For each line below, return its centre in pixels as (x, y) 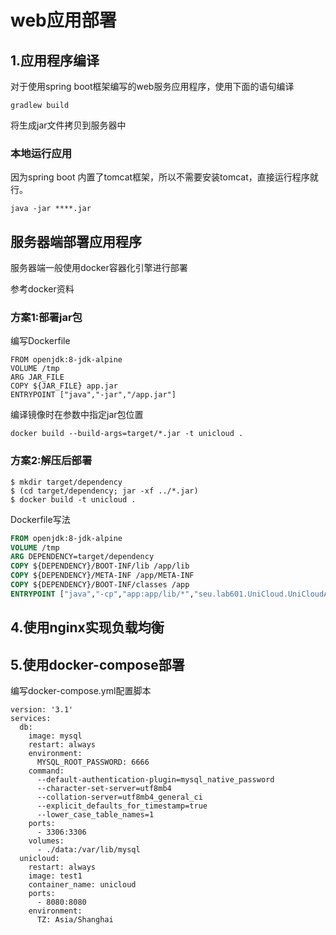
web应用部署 (63, 20)
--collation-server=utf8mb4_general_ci (119, 797)
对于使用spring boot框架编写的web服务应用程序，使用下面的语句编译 (152, 86)
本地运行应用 (41, 153)
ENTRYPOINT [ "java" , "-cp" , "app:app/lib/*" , (102, 594)
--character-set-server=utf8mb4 (104, 789)
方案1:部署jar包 (46, 318)
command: (46, 771)
